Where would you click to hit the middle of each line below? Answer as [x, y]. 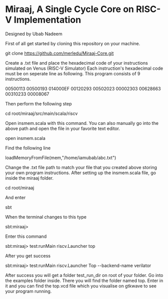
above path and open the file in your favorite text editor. [63, 128]
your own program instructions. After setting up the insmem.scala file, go [81, 173]
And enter [16, 197]
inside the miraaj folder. [29, 178]
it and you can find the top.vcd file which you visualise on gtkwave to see [81, 286]
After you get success [28, 256]
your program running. [28, 291]
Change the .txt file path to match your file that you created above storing [81, 167]
